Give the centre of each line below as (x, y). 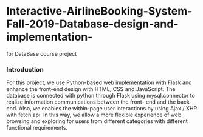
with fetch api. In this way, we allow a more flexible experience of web (94, 115)
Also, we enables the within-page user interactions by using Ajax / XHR (108, 109)
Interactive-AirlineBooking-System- (99, 11)
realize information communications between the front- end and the (91, 102)
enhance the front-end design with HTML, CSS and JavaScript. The (91, 89)
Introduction (25, 69)
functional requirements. (37, 128)
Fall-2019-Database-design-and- (92, 24)
